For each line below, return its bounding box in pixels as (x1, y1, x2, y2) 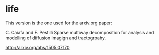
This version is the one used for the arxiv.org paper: (5, 20, 112, 26)
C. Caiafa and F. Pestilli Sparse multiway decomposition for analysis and (5, 29, 154, 35)
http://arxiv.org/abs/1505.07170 (5, 44, 70, 50)
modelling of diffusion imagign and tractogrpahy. (5, 35, 106, 41)
